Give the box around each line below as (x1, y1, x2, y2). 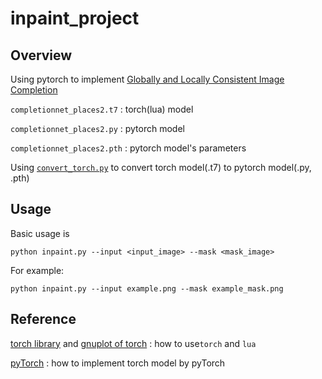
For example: (10, 264, 65, 276)
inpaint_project (10, 7, 140, 30)
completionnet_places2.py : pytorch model (10, 123, 185, 134)
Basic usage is (10, 227, 70, 239)
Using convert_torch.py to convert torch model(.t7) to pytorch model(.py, (10, 162, 312, 173)
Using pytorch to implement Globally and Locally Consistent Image (10, 73, 285, 85)
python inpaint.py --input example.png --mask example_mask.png (10, 283, 284, 294)
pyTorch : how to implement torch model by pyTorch (10, 357, 226, 369)
